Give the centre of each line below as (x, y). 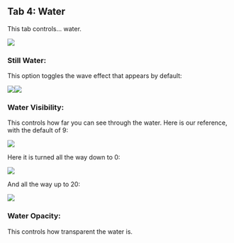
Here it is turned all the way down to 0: (64, 157)
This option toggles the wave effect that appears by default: (95, 76)
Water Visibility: (36, 108)
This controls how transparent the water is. (70, 231)
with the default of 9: (38, 130)
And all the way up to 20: (44, 184)
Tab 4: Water (37, 12)
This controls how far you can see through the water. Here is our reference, (118, 123)
